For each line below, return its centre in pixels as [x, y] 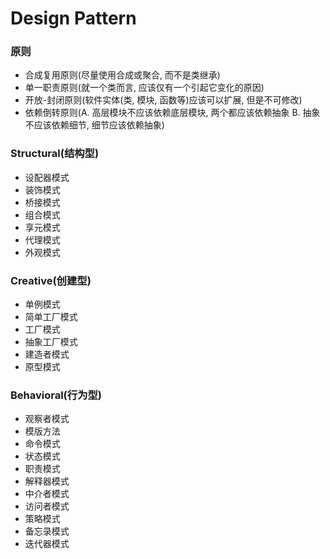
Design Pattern [73, 18]
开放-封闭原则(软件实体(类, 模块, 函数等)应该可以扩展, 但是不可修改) [163, 100]
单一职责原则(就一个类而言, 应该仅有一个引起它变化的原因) [144, 88]
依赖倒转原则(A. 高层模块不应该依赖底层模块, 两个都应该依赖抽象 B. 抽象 [172, 113]
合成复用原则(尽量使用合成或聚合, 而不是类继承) [122, 75]
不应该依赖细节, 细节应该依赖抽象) [94, 125]
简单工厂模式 [51, 317]
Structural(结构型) [55, 154]
